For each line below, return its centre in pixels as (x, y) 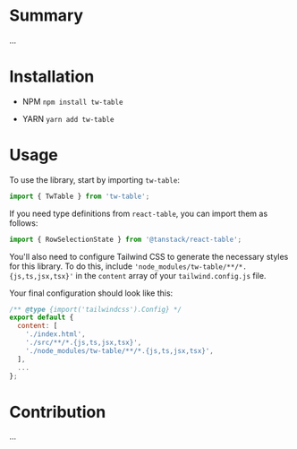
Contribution (58, 412)
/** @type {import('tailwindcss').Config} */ (95, 309)
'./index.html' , (56, 334)
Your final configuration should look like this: (91, 293)
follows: (24, 223)
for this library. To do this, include (71, 266)
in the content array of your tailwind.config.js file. (171, 275)
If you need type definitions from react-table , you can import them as (139, 213)
